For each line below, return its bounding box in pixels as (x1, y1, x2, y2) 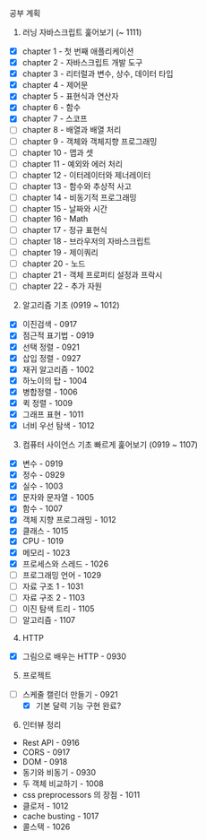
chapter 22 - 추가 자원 (21, 281, 103, 291)
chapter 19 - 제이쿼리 (21, 247, 99, 258)
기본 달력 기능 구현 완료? (35, 700, 122, 711)
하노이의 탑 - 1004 (21, 375, 88, 385)
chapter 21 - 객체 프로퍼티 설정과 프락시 (21, 270, 163, 281)
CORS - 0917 (21, 747, 71, 758)
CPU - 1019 (21, 536, 64, 547)
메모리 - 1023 (21, 547, 71, 558)
